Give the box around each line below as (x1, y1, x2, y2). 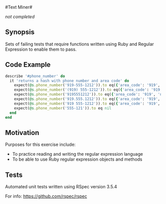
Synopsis (5, 28, 35, 36)
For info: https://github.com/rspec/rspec (5, 193, 87, 199)
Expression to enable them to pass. (5, 46, 77, 52)
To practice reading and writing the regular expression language (12, 151, 143, 157)
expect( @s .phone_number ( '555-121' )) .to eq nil (14, 105, 112, 110)
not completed (5, 14, 35, 19)
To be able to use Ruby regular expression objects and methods (12, 156, 142, 162)
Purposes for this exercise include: (5, 141, 76, 147)
